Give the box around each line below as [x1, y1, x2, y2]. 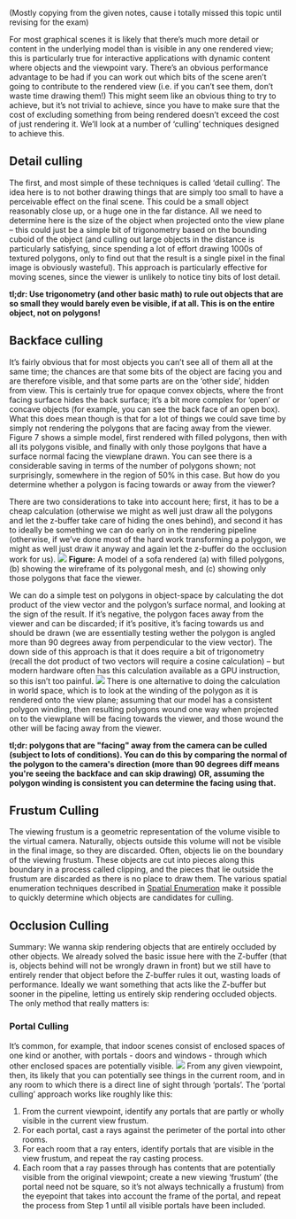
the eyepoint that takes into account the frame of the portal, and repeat [21, 1191, 281, 1201]
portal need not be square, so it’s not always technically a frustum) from [21, 1181, 285, 1192]
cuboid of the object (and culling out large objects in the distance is [9, 234, 254, 245]
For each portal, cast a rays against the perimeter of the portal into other [21, 1124, 286, 1135]
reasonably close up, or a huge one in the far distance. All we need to [9, 206, 262, 216]
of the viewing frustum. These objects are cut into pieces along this [9, 855, 254, 866]
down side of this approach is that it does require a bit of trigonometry [9, 646, 265, 656]
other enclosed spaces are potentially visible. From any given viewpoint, [9, 1060, 283, 1071]
